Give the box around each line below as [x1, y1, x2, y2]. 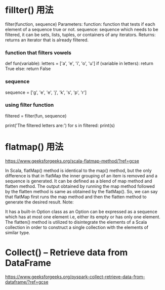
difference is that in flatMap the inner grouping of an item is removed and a [5, 172, 158, 178]
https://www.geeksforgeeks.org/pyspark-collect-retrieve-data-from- [5, 274, 145, 280]
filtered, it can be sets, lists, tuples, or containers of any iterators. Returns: [5, 32, 156, 38]
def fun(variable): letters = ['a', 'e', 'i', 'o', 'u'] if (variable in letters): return [5, 60, 154, 67]
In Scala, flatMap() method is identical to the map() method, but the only [5, 167, 152, 173]
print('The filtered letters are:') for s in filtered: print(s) [5, 122, 115, 128]
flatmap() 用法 [5, 141, 64, 153]
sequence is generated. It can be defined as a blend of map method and [5, 178, 152, 184]
